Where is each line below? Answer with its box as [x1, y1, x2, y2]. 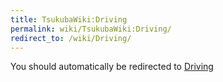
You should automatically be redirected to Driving [10, 61, 214, 73]
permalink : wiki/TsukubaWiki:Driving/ [10, 24, 172, 34]
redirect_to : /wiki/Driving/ [10, 33, 132, 43]
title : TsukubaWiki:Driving [10, 14, 128, 25]
